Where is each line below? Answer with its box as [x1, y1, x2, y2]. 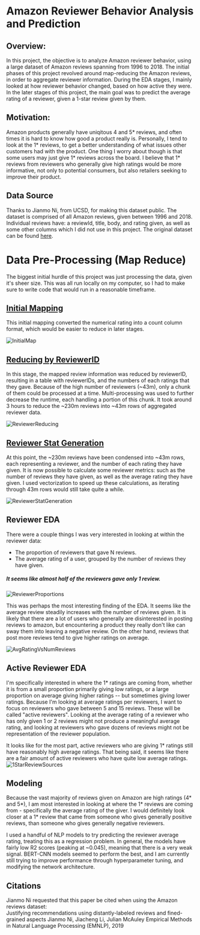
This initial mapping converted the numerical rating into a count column [6, 319, 183, 326]
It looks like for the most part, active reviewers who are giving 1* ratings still [6, 742, 193, 749]
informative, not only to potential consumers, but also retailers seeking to [6, 166, 187, 174]
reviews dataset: [6, 903, 47, 910]
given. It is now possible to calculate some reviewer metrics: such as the [6, 467, 186, 474]
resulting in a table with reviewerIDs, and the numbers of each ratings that [6, 377, 190, 384]
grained [6, 916, 26, 923]
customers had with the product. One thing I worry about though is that [6, 147, 183, 154]
